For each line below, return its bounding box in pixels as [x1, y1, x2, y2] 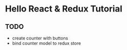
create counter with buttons [12, 35, 68, 41]
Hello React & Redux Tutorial [5, 3, 123, 14]
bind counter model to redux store [12, 40, 81, 46]
